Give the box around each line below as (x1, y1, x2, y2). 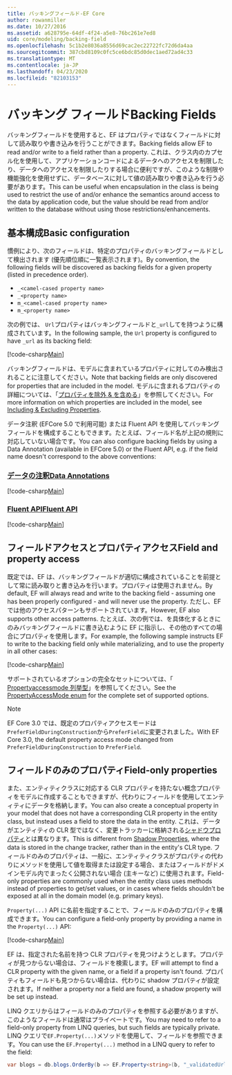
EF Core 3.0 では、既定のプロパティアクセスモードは (7, 718, 157, 727)
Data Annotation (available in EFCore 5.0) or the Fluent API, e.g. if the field (7, 445, 218, 454)
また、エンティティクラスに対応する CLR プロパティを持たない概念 (7, 784, 197, 792)
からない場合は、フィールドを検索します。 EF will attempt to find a (30, 959, 219, 967)
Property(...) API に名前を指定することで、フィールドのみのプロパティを (7, 906, 217, 914)
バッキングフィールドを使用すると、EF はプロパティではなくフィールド (7, 131, 209, 139)
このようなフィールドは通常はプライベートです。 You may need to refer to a (7, 1015, 221, 1024)
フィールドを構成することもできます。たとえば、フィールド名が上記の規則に (7, 429, 224, 437)
